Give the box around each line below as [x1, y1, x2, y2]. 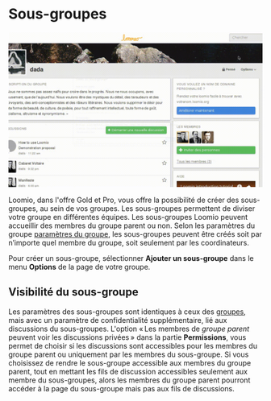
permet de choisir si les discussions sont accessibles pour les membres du [8, 341, 258, 350]
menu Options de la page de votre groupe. [8, 263, 151, 272]
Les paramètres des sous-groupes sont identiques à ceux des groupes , [8, 307, 246, 316]
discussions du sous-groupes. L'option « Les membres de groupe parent [8, 324, 250, 333]
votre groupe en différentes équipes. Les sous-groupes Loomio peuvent [8, 213, 248, 222]
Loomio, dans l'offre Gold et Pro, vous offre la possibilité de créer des [8, 195, 240, 205]
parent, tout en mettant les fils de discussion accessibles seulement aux [8, 366, 248, 376]
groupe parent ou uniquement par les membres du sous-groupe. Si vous [8, 349, 249, 359]
